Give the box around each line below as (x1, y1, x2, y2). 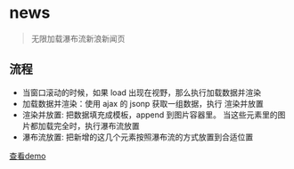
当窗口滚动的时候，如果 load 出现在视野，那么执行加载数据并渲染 (21, 87, 262, 98)
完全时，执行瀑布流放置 (53, 120, 140, 131)
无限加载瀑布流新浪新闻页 (30, 33, 126, 44)
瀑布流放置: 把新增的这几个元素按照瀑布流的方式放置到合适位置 (21, 132, 254, 142)
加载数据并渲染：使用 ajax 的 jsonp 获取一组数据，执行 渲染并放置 (21, 98, 265, 109)
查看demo (9, 150, 46, 161)
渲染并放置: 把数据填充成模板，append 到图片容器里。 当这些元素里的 (21, 109, 278, 120)
